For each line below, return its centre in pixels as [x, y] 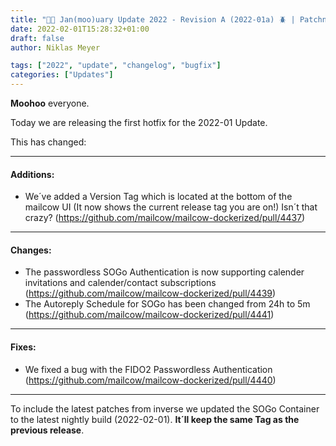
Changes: [31, 250]
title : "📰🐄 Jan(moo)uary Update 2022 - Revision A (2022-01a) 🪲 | [153, 19]
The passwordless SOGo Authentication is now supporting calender [164, 272]
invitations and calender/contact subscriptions [120, 283]
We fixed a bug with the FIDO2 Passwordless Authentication [148, 369]
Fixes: [23, 347]
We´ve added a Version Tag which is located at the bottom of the [158, 197]
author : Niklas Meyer [55, 47]
